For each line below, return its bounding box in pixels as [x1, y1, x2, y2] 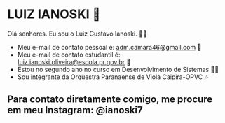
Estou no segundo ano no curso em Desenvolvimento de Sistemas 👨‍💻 [17, 65, 219, 73]
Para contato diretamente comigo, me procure [7, 94, 213, 106]
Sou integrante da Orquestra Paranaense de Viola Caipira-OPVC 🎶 [17, 73, 209, 81]
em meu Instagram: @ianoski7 [7, 104, 143, 116]
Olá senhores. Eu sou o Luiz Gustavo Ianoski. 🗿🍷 [7, 29, 147, 38]
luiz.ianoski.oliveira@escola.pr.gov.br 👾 [17, 57, 131, 66]
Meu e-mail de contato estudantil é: [17, 50, 121, 59]
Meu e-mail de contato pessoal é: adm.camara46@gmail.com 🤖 [17, 43, 202, 51]
